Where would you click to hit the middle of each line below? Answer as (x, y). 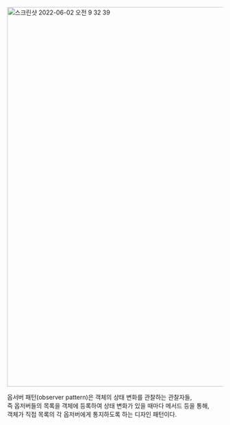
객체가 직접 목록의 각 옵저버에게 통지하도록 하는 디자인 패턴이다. (92, 414)
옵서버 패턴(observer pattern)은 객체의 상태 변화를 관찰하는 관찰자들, (100, 397)
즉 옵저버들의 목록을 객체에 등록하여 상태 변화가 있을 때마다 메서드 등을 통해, (108, 406)
